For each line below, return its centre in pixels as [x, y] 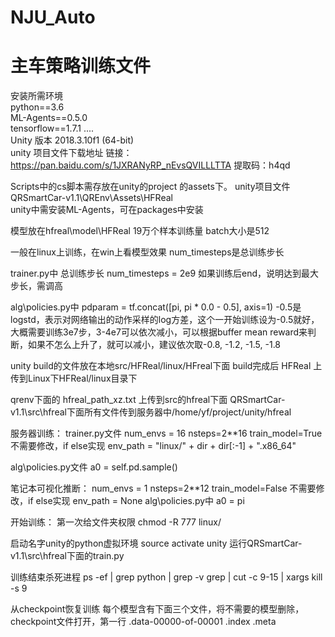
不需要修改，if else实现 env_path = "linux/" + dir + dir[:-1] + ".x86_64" [153, 446]
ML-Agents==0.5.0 [49, 118]
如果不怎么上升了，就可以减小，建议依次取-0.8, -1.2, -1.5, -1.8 [154, 345]
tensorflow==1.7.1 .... [52, 128]
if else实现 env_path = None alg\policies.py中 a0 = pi [136, 501]
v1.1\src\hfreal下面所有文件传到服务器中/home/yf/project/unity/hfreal [151, 412]
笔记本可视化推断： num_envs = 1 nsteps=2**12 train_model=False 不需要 [163, 488]
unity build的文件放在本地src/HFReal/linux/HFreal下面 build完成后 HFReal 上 [166, 366]
